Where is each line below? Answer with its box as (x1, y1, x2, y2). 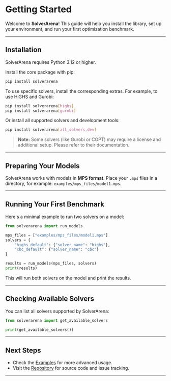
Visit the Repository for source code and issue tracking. (12, 365, 130, 371)
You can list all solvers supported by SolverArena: (5, 308, 109, 314)
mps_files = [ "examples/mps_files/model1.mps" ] (5, 232, 108, 238)
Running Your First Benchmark (5, 200, 104, 209)
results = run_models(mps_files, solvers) (5, 261, 97, 266)
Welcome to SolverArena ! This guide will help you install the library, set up (5, 20, 162, 27)
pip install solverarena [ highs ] (5, 103, 74, 108)
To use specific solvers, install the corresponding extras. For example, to (5, 88, 158, 94)
